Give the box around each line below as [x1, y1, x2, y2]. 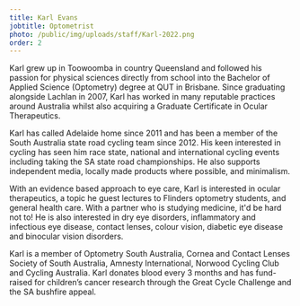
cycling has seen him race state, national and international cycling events [9, 147, 280, 158]
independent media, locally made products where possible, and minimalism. [9, 166, 290, 177]
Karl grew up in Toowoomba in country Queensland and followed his [9, 63, 262, 74]
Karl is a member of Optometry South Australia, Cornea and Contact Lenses [9, 249, 290, 259]
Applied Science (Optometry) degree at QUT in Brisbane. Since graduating [9, 82, 286, 92]
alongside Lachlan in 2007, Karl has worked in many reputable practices [9, 92, 276, 102]
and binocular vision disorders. [9, 231, 124, 242]
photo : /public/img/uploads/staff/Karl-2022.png [9, 30, 195, 39]
